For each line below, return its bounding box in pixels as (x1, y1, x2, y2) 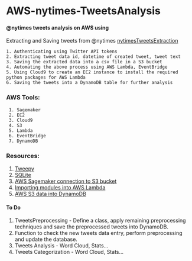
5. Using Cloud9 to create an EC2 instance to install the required (6, 69, 178, 75)
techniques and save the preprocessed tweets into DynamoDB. (14, 223, 168, 230)
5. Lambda (8, 127, 33, 134)
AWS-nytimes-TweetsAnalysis (6, 4, 161, 18)
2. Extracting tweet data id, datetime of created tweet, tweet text (6, 54, 181, 60)
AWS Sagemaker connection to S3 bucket (14, 178, 117, 185)
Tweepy (14, 165, 34, 172)
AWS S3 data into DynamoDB (14, 190, 87, 197)
